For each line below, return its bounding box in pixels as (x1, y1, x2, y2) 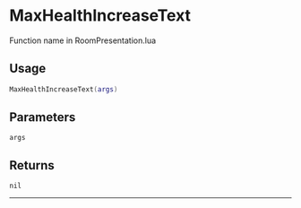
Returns (9, 158, 56, 173)
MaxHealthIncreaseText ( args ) (9, 84, 118, 94)
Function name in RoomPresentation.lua (9, 35, 157, 46)
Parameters (9, 109, 76, 126)
